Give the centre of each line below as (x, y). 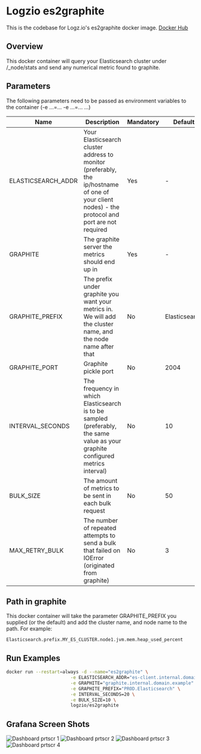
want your (98, 301)
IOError (94, 558)
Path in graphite (36, 601)
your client (98, 199)
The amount (100, 480)
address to (98, 154)
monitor (95, 162)
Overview (25, 46)
